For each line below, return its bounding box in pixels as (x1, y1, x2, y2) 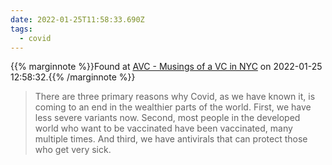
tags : (10, 24, 33, 34)
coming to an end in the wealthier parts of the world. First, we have (34, 101, 312, 113)
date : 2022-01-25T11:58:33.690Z (10, 14, 145, 25)
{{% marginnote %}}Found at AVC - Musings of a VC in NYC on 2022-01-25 (10, 61, 323, 73)
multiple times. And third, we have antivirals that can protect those (34, 133, 308, 145)
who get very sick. (34, 144, 112, 156)
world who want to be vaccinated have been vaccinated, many (34, 122, 293, 135)
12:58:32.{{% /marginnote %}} (10, 71, 136, 83)
